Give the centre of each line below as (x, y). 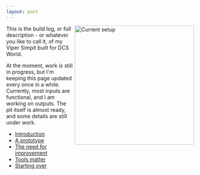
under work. (21, 122)
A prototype (29, 140)
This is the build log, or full (39, 29)
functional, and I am (31, 97)
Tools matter (30, 159)
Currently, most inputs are (38, 90)
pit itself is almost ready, (36, 110)
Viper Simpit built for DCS (38, 48)
